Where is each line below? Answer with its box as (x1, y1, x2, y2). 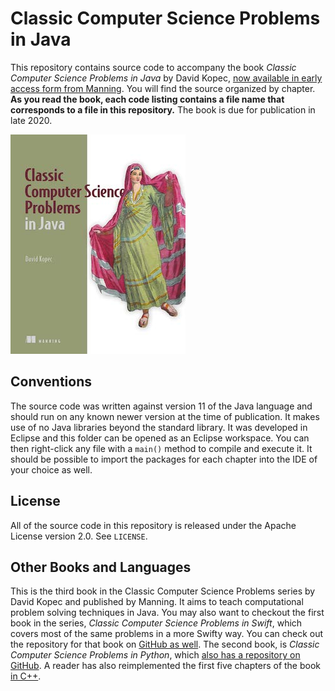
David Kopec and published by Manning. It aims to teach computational (10, 596, 304, 608)
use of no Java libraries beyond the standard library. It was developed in (10, 421, 308, 433)
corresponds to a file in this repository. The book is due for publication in (10, 103, 316, 116)
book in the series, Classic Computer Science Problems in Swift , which (10, 617, 303, 629)
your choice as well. (10, 463, 93, 476)
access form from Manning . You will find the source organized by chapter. (10, 82, 316, 94)
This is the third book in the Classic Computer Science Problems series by (10, 585, 316, 597)
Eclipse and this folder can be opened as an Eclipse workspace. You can (10, 432, 310, 444)
